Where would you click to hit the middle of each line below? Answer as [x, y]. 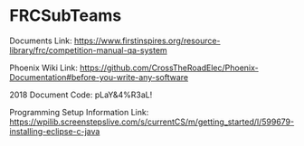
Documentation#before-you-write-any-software [99, 77]
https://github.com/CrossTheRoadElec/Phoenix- [170, 68]
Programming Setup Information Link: [79, 112]
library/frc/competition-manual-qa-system [88, 50]
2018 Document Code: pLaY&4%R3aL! [81, 95]
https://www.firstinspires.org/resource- [147, 41]
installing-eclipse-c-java [55, 131]
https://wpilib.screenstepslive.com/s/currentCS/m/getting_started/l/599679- [152, 122]
